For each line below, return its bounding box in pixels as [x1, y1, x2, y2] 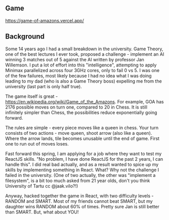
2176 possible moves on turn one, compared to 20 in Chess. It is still [5, 104, 148, 110]
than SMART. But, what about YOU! [5, 209, 79, 215]
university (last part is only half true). [5, 83, 82, 89]
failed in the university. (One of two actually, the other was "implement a [5, 172, 156, 178]
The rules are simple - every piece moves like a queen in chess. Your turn [5, 124, 159, 131]
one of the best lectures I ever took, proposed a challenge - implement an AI [5, 51, 164, 57]
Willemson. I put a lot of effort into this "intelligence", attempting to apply [5, 62, 157, 68]
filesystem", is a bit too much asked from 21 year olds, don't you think [5, 177, 150, 184]
